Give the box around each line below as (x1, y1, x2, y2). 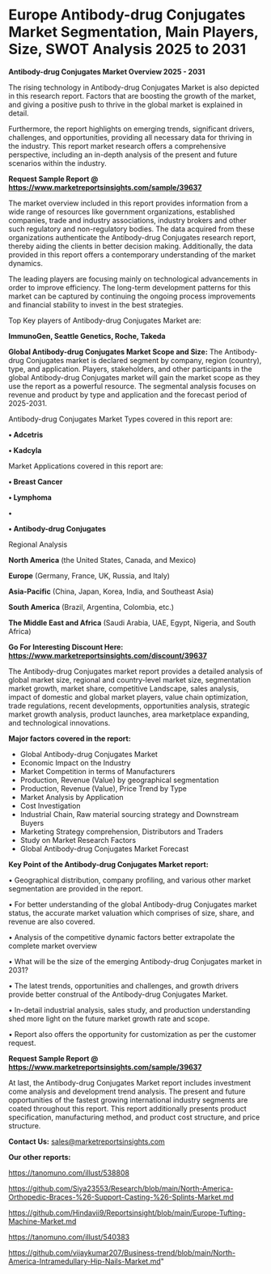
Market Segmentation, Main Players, (8, 23, 259, 41)
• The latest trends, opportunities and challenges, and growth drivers (8, 980, 239, 990)
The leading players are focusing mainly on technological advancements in (8, 273, 258, 284)
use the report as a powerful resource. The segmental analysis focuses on (8, 381, 256, 391)
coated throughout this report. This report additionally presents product (8, 1103, 247, 1113)
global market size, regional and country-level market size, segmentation (8, 675, 252, 684)
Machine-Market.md (8, 1216, 77, 1226)
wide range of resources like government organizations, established (8, 206, 235, 216)
